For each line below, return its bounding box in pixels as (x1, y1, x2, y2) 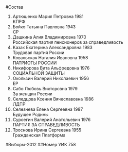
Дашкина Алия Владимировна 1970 (12, 34, 87, 40)
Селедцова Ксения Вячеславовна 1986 (12, 96, 94, 101)
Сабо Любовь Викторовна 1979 (12, 86, 78, 91)
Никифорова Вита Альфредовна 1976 (12, 65, 90, 71)
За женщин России (12, 91, 53, 97)
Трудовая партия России (12, 50, 65, 55)
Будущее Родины (12, 112, 49, 117)
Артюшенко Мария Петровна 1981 (12, 14, 84, 19)
